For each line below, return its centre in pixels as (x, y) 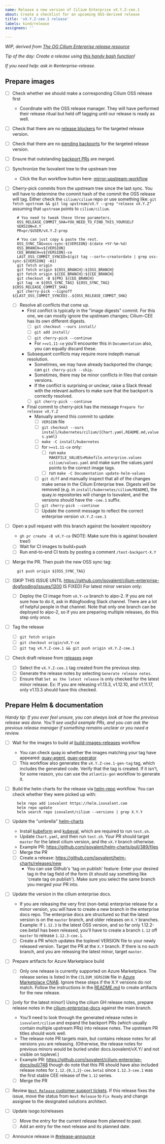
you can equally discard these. (66, 348)
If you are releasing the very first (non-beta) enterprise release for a (88, 904)
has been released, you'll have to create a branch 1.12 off (99, 930)
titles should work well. (43, 1033)
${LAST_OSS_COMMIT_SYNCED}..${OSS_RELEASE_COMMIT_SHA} (70, 296)
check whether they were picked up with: (54, 794)
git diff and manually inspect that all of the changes (96, 479)
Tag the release (28, 626)
